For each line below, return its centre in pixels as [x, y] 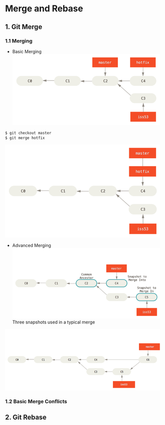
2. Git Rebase [26, 417]
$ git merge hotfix [25, 138]
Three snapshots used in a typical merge [54, 322]
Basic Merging [27, 51]
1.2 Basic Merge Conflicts [36, 401]
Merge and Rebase [44, 9]
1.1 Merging [19, 41]
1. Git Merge [24, 27]
